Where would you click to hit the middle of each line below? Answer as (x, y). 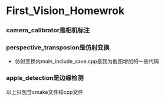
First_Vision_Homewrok (65, 11)
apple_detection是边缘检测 (45, 78)
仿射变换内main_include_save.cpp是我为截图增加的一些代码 (87, 61)
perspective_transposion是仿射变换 (58, 48)
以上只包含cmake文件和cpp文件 (45, 92)
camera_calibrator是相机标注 (48, 31)
